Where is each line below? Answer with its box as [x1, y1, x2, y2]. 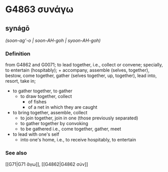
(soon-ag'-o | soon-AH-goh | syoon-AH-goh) [5, 37, 101, 43]
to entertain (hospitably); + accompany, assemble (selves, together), [5, 67, 150, 73]
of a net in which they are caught [28, 104, 98, 110]
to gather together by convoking [20, 120, 88, 127]
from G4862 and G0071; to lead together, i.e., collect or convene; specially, [5, 62, 163, 68]
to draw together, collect [20, 93, 73, 100]
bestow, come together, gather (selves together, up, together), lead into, [5, 72, 157, 79]
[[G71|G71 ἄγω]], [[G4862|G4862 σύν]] [5, 161, 88, 167]
